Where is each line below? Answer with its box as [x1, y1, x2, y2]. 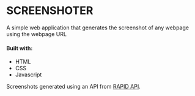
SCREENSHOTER [6, 4, 94, 18]
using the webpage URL [6, 30, 67, 37]
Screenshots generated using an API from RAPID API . [6, 83, 141, 90]
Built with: [6, 44, 33, 52]
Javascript [15, 71, 42, 78]
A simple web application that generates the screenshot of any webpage [6, 24, 189, 31]
